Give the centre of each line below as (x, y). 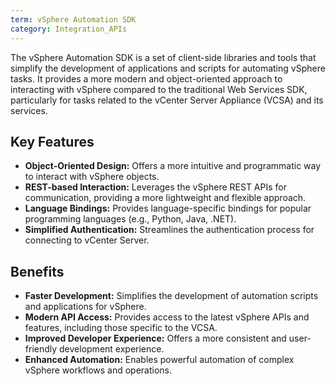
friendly (41, 349)
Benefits (37, 271)
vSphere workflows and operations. (98, 370)
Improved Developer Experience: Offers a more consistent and (155, 338)
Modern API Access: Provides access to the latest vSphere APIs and (167, 317)
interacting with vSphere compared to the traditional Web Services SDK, (159, 89)
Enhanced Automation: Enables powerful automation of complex (159, 360)
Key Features (52, 141)
